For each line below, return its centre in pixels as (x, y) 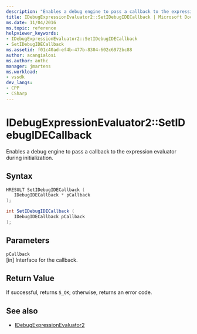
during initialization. (30, 158)
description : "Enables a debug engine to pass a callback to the (87, 11)
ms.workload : (22, 72)
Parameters (28, 241)
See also (22, 311)
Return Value (30, 278)
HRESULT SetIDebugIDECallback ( (45, 190)
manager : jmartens (28, 66)
